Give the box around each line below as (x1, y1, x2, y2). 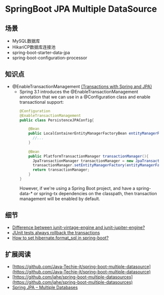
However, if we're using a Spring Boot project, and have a (19, 185, 135, 191)
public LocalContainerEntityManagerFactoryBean (28, 131, 127, 136)
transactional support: (19, 99, 64, 105)
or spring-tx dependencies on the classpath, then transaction (33, 190, 157, 196)
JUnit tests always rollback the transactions (12, 229, 100, 235)
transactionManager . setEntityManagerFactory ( (32, 163, 127, 168)
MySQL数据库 (12, 38, 40, 44)
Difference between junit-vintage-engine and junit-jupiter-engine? (12, 224, 145, 230)
